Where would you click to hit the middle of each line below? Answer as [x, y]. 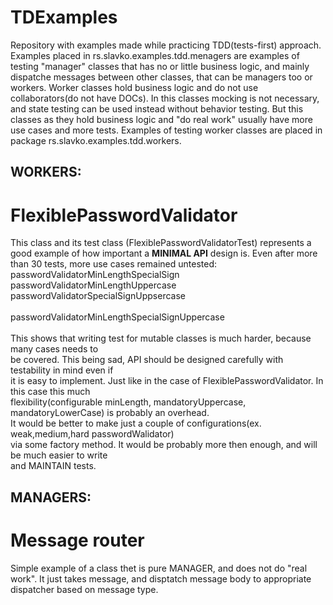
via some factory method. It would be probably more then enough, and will [164, 445]
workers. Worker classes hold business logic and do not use [134, 87]
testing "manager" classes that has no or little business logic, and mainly [160, 66]
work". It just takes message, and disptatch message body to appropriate [161, 578]
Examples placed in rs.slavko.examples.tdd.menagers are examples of [155, 55]
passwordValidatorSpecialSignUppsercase [98, 296]
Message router [77, 540]
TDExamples [64, 17]
